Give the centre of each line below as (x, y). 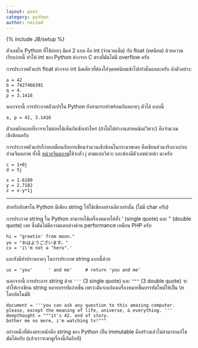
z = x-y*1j (19, 191)
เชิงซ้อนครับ (17, 135)
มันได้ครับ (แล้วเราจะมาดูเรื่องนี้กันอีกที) (44, 339)
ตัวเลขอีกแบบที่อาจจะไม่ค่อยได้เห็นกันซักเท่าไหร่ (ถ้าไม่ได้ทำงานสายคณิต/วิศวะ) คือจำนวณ (92, 129)
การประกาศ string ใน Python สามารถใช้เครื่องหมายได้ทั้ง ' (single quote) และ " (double (99, 219)
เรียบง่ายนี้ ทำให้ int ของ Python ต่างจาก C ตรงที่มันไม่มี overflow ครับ (78, 57)
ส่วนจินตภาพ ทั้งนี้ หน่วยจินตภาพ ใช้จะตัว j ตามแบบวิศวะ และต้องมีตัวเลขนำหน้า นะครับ (89, 154)
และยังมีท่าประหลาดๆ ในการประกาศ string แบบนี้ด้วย (58, 259)
